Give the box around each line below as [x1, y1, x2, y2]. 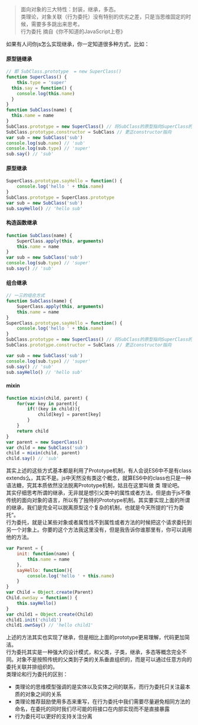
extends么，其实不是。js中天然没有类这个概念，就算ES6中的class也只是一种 [6, 474, 192, 481]
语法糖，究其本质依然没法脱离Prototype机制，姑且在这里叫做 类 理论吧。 [6, 482, 183, 489]
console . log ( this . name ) [16, 90, 75, 96]
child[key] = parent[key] [37, 412, 101, 417]
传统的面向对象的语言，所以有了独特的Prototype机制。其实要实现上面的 [6, 497, 180, 504]
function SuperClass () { [6, 74, 67, 80]
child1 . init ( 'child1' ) [6, 617, 62, 623]
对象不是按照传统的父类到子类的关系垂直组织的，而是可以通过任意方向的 [16, 656, 192, 663]
